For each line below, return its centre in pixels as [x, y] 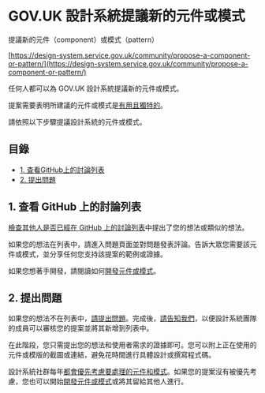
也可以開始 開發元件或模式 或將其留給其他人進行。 [108, 382]
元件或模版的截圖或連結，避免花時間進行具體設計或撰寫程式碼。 [112, 355]
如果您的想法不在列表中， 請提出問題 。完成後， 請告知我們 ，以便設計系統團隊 [132, 318]
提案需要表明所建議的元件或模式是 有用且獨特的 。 [88, 105]
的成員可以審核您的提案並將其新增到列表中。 [81, 328]
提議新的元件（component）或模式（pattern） [84, 39]
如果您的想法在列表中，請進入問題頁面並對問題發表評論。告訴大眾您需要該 [129, 244]
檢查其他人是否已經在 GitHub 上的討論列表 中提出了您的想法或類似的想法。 [129, 227]
